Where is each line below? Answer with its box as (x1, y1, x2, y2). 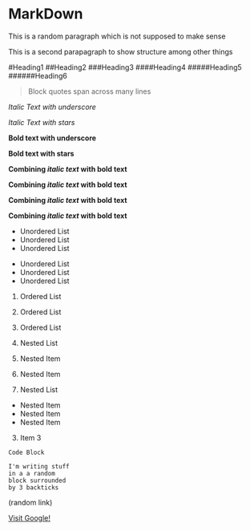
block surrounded (8, 476, 67, 484)
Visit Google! (8, 513, 50, 522)
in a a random (8, 469, 56, 477)
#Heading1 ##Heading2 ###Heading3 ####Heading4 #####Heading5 (8, 62, 242, 72)
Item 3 (19, 432, 42, 442)
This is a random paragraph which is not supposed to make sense (8, 31, 226, 41)
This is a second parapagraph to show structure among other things (8, 47, 233, 56)
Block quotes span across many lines (27, 86, 151, 96)
